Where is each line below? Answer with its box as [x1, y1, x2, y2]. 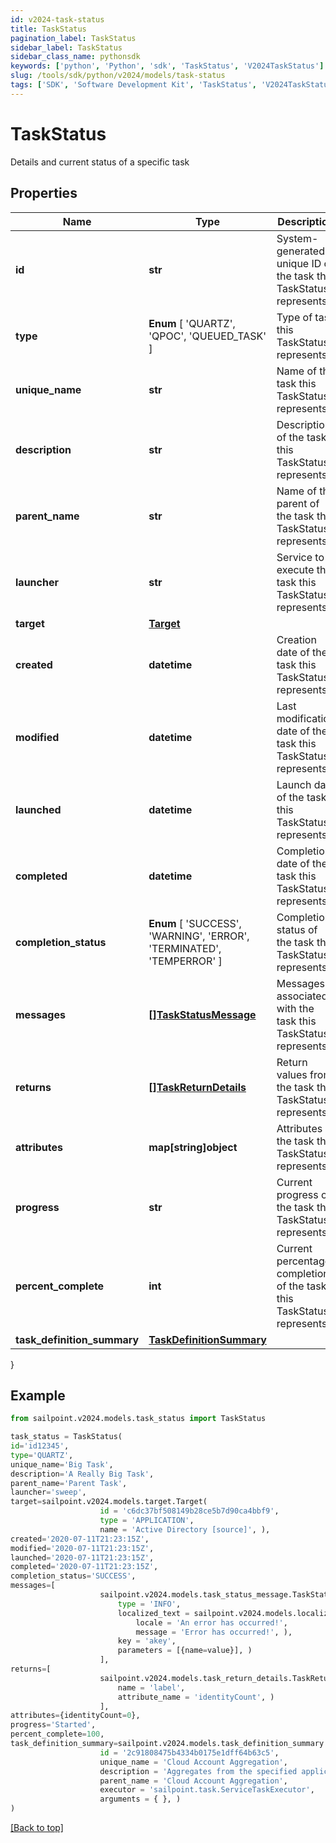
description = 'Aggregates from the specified [99, 1766, 298, 1776]
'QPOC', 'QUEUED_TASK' [148, 329, 267, 343]
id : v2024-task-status [10, 14, 105, 25]
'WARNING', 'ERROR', [148, 929, 250, 943]
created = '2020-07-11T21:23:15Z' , [10, 1534, 150, 1544]
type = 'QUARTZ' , [10, 1450, 74, 1460]
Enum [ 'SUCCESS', [148, 916, 242, 930]
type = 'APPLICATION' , [99, 1516, 195, 1526]
